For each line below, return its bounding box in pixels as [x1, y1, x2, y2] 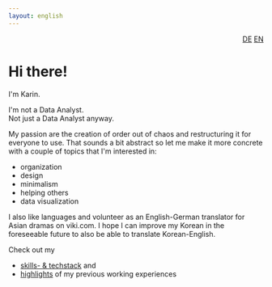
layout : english [8, 11, 63, 20]
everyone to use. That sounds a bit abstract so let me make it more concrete [8, 137, 263, 147]
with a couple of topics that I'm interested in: [8, 146, 157, 156]
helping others [19, 188, 69, 197]
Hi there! [8, 62, 68, 81]
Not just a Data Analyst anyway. [8, 113, 115, 123]
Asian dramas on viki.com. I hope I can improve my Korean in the [8, 220, 225, 230]
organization [19, 162, 62, 171]
